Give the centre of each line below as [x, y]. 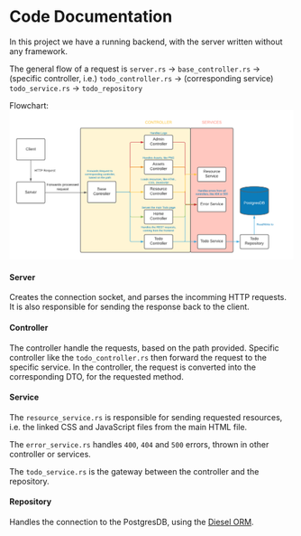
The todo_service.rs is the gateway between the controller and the [134, 471]
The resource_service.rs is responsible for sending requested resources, [146, 417]
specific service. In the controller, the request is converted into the [133, 367]
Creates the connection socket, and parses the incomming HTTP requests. [148, 297]
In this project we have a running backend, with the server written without [146, 42]
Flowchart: [29, 105]
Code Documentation [91, 17]
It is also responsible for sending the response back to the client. [129, 307]
